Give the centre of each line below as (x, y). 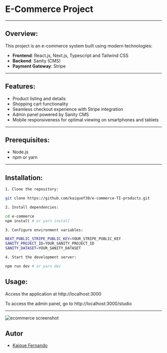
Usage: (17, 282)
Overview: (22, 34)
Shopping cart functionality (40, 104)
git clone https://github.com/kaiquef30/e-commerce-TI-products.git (78, 198)
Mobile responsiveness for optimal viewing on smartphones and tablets (85, 120)
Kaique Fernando (30, 346)
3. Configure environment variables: (44, 230)
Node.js (20, 152)
